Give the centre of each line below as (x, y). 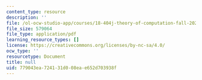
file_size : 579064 (29, 29)
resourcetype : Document (36, 57)
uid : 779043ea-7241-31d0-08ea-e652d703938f (62, 68)
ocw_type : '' (23, 51)
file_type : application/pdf (41, 34)
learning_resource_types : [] (43, 40)
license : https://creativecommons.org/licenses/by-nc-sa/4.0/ (86, 46)
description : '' (26, 17)
